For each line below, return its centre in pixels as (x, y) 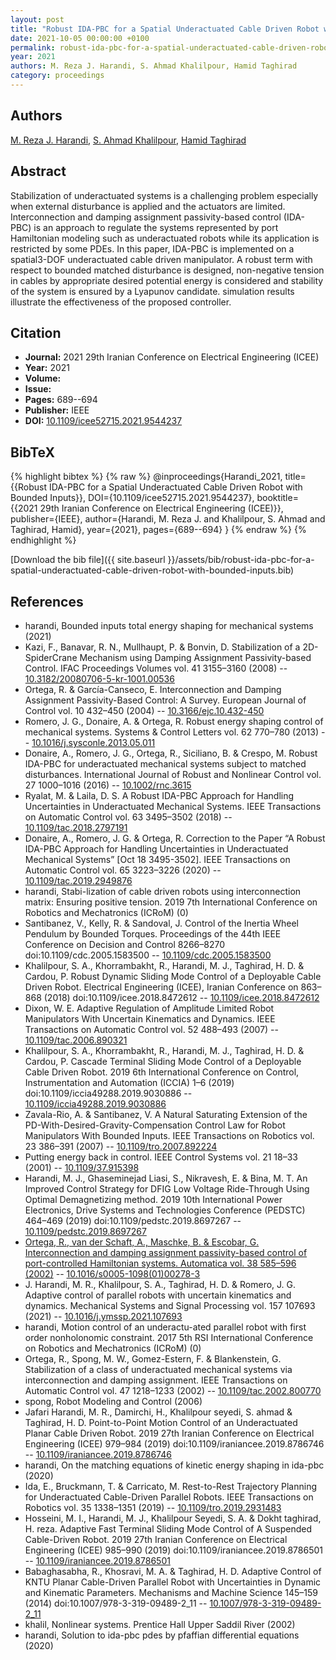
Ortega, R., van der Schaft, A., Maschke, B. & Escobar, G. (142, 1242)
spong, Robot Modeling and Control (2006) (113, 1401)
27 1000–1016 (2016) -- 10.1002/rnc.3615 (108, 785)
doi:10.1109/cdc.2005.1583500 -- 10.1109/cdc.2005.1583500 (148, 955)
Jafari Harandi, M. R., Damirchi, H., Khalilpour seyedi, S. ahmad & (158, 1412)
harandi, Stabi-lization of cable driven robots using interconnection (163, 891)
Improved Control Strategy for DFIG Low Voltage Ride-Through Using (167, 1188)
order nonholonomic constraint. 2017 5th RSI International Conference (169, 1337)
